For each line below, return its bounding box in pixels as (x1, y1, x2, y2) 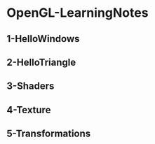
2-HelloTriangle (6, 56, 76, 68)
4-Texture (6, 103, 51, 116)
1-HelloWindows (6, 33, 80, 45)
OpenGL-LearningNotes (6, 5, 149, 21)
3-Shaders (6, 80, 55, 92)
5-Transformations (6, 128, 91, 140)
